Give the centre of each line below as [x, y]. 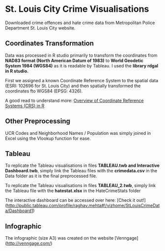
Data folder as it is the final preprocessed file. [51, 176]
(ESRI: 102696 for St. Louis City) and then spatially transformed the [73, 86]
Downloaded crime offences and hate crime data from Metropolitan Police [80, 23]
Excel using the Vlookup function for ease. [48, 138]
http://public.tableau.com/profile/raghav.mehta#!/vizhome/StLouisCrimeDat [83, 206]
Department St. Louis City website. [40, 28]
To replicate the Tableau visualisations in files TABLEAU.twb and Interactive [82, 165]
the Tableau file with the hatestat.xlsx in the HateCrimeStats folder [73, 191]
